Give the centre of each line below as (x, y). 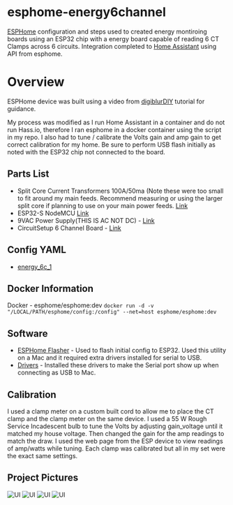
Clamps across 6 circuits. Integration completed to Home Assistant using (112, 46)
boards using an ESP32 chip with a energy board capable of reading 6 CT (113, 38)
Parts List (28, 174)
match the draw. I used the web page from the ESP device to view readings (115, 441)
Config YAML (37, 250)
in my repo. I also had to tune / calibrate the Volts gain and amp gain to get (114, 137)
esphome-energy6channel (87, 12)
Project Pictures (43, 478)
